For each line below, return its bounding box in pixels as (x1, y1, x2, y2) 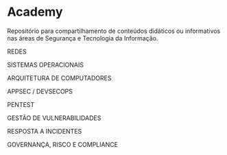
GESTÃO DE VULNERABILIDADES (7, 114, 101, 122)
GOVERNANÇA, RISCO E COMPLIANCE (7, 140, 119, 148)
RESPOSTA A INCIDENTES (7, 127, 82, 135)
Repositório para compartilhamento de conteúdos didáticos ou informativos (7, 27, 221, 35)
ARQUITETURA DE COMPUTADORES (7, 73, 112, 82)
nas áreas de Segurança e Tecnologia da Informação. (7, 34, 158, 42)
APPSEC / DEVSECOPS (7, 87, 73, 95)
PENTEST (7, 100, 35, 108)
